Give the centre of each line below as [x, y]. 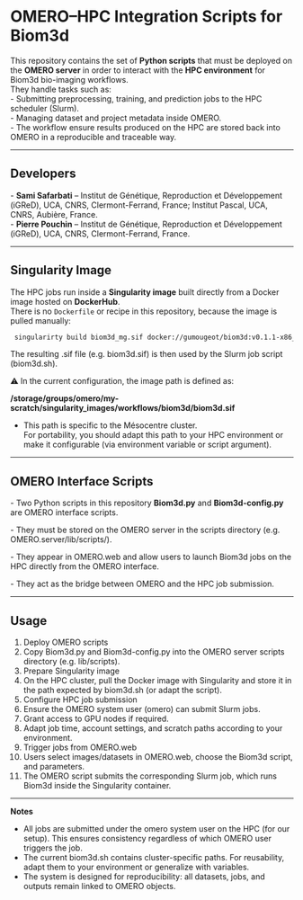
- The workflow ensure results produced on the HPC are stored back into [146, 127]
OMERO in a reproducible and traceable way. [94, 137]
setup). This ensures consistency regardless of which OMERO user [147, 839]
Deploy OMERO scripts [66, 642]
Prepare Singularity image [71, 671]
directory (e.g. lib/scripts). [71, 662]
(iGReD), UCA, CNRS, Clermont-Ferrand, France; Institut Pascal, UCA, [139, 205]
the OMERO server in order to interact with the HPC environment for [138, 70]
